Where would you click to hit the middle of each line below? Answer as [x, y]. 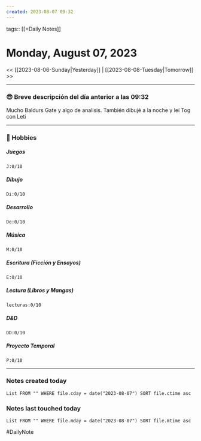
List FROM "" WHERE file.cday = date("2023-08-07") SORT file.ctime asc [99, 393]
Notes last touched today [44, 408]
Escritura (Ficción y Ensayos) [44, 263]
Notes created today [36, 381]
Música [16, 235]
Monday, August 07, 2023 [72, 53]
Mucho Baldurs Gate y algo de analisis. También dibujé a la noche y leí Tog [98, 110]
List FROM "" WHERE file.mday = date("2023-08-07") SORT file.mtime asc [99, 421]
